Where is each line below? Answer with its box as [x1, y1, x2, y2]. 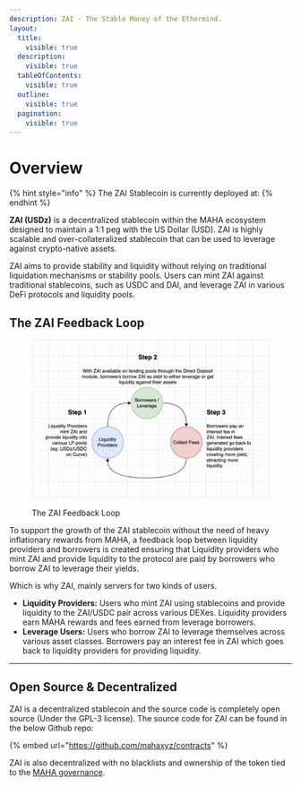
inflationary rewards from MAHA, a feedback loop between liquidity [9, 534, 258, 546]
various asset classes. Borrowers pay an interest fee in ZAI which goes [21, 636, 284, 647]
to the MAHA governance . [9, 766, 106, 777]
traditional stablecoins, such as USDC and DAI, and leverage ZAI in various [9, 280, 285, 290]
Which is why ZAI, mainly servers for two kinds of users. [9, 581, 218, 592]
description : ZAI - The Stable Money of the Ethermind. [9, 14, 222, 23]
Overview [9, 158, 83, 178]
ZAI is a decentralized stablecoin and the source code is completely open [9, 704, 280, 714]
